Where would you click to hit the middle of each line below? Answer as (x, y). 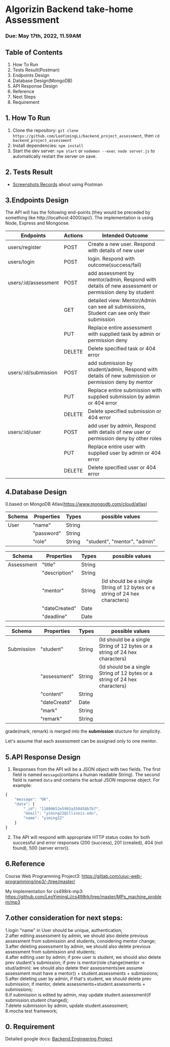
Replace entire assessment (120, 328)
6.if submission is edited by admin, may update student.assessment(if (78, 995)
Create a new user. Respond (121, 244)
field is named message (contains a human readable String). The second (86, 774)
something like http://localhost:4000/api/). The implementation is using (79, 218)
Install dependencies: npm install (48, 145)
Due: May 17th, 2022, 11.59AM (43, 36)
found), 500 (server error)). (41, 848)
